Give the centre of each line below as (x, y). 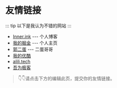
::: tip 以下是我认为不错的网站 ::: (38, 26)
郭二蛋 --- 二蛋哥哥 (33, 49)
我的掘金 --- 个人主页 (35, 43)
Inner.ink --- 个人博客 (35, 36)
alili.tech (21, 61)
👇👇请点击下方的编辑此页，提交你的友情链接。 (66, 78)
